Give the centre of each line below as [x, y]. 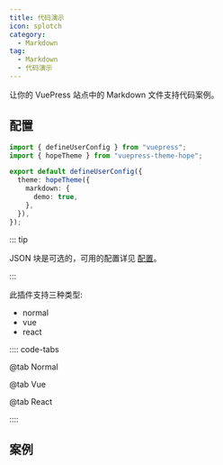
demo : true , [55, 197]
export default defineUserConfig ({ [76, 172]
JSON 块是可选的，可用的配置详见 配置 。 [85, 258]
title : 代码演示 [37, 18]
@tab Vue [28, 384]
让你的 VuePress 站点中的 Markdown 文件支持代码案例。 [114, 95]
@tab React [31, 401]
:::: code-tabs [35, 349]
